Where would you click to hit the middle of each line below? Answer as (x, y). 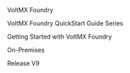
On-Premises (26, 50)
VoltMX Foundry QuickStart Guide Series (65, 23)
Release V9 (24, 63)
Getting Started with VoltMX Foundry (59, 36)
